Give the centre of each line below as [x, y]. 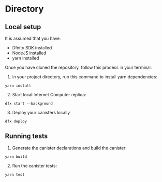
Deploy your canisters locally [41, 113]
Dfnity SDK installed [32, 48]
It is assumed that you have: [33, 38]
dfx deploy [16, 121]
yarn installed [26, 58]
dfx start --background [29, 104]
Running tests [27, 136]
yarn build [16, 157]
